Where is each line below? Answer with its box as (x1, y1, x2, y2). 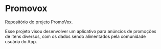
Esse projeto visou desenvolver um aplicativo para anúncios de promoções (5, 28, 157, 34)
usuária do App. (5, 38, 38, 44)
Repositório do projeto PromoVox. (5, 19, 73, 25)
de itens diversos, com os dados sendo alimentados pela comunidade (5, 33, 146, 39)
